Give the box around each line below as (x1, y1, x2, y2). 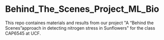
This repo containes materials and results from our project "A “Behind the (5, 20, 154, 26)
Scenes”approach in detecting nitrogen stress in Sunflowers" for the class (5, 25, 155, 31)
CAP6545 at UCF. (5, 30, 41, 36)
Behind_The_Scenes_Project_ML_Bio (5, 3, 160, 15)
